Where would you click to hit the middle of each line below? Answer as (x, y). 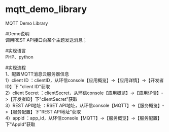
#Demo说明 (17, 33)
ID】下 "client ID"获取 (28, 86)
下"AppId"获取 (20, 124)
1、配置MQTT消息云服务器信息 (37, 74)
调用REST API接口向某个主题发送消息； (46, 40)
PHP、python (20, 57)
